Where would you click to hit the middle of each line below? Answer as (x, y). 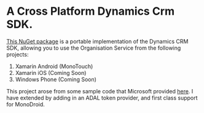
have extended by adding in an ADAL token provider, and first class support (102, 98)
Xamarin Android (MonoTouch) (54, 66)
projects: (18, 54)
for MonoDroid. (25, 104)
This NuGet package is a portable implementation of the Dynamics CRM (97, 41)
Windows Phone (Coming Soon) (56, 79)
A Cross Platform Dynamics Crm (91, 11)
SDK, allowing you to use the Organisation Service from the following (94, 48)
